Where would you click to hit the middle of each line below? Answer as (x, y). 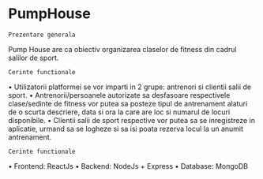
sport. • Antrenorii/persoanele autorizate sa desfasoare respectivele (119, 95)
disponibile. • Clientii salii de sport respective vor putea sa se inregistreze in (131, 120)
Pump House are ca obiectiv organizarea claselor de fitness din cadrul (122, 49)
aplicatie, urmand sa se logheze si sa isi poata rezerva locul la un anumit (126, 129)
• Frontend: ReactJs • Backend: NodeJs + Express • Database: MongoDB (128, 166)
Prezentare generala (42, 35)
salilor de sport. (34, 58)
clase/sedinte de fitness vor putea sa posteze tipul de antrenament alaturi (128, 103)
